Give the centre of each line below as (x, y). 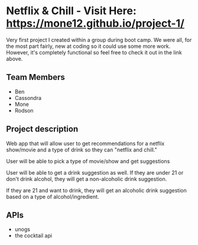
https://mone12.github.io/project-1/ (95, 23)
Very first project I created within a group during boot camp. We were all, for (99, 40)
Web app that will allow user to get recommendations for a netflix (85, 143)
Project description (42, 129)
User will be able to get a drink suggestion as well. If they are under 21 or (95, 172)
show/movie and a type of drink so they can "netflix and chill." (82, 150)
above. (14, 59)
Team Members (35, 77)
